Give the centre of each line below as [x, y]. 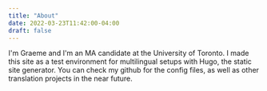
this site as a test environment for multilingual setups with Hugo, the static [130, 61]
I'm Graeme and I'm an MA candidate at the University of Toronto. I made [129, 53]
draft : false [30, 30]
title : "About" [34, 16]
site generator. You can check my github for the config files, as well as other [134, 70]
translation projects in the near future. [71, 79]
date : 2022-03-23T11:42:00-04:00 [64, 23]
